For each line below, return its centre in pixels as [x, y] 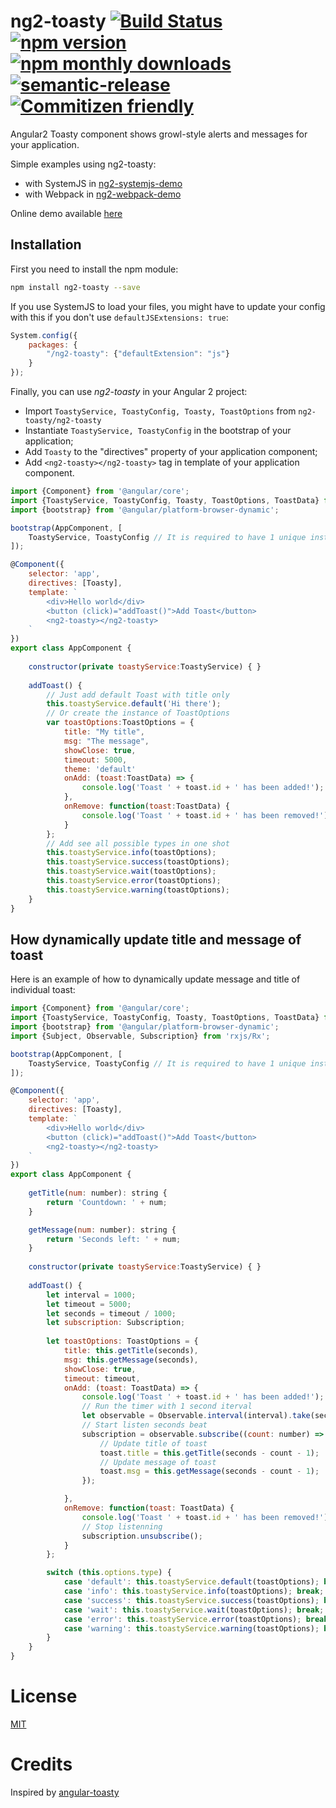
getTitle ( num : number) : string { [98, 1193]
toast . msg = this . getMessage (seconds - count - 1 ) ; [209, 1471]
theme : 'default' [100, 769]
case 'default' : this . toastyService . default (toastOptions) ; [191, 1582]
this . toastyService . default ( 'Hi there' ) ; [134, 704]
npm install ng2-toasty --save [75, 287]
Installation [46, 245]
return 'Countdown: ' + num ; [107, 1202]
